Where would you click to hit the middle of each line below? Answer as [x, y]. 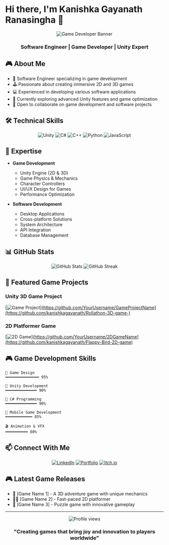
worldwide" [84, 538]
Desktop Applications [42, 214]
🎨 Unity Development [27, 386]
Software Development [37, 204]
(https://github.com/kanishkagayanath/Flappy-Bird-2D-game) [69, 342]
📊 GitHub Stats [30, 252]
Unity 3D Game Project [33, 296]
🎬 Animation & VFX [25, 426]
